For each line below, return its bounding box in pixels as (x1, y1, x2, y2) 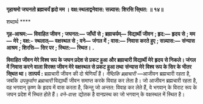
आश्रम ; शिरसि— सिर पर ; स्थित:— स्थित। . (6, 44, 94, 51)
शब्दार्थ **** (6, 18, 31, 25)
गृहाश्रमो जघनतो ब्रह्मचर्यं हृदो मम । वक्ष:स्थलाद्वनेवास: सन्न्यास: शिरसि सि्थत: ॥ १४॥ (6, 6, 164, 13)
